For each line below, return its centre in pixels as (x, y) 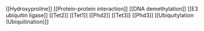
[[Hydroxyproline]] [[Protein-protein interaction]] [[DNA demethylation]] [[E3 (102, 9)
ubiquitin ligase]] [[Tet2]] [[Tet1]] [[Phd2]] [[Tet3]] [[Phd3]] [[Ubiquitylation (100, 15)
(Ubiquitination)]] (27, 22)
